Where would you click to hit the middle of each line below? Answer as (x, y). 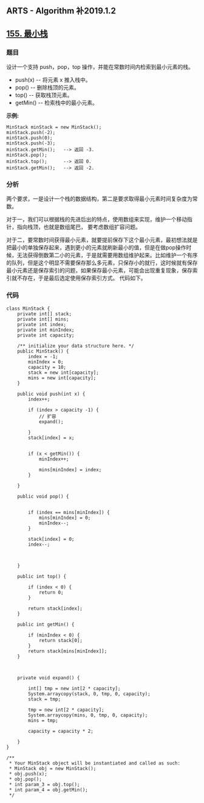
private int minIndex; (46, 330)
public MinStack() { (43, 351)
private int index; (42, 324)
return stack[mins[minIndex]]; (68, 651)
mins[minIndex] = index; (70, 469)
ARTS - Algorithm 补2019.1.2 (61, 11)
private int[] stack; (44, 314)
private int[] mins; (43, 319)
